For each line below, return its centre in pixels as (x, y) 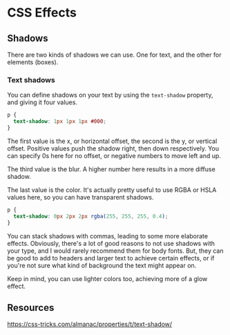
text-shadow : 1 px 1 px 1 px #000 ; (60, 122)
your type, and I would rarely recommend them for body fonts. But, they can (115, 251)
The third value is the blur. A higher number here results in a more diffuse (111, 169)
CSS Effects (42, 13)
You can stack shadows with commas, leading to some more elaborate (108, 236)
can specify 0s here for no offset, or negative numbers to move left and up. (114, 155)
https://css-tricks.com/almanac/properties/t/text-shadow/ (90, 324)
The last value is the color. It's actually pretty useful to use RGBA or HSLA (112, 190)
